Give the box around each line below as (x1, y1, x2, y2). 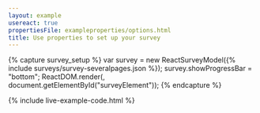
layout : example (8, 11, 62, 20)
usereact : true (8, 19, 58, 27)
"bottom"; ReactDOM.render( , (8, 72, 105, 81)
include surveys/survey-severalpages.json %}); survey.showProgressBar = (8, 64, 253, 73)
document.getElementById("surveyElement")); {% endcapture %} (8, 81, 222, 90)
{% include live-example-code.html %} (8, 96, 136, 105)
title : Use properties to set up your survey (8, 33, 160, 42)
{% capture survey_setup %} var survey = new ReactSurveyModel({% (8, 55, 236, 65)
